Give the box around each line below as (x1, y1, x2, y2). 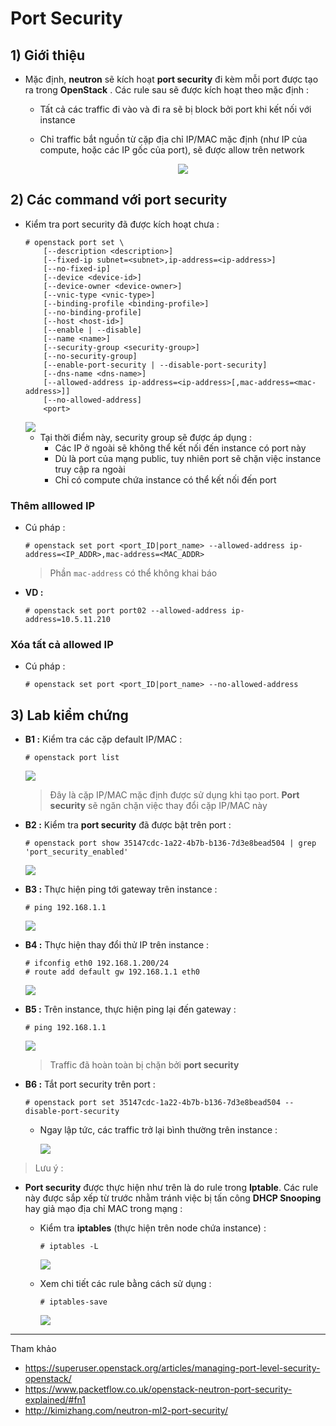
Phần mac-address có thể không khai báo (49, 567, 218, 579)
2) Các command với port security (10, 192, 228, 209)
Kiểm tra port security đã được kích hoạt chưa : (24, 218, 220, 230)
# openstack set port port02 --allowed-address (24, 606, 227, 616)
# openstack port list (24, 753, 120, 763)
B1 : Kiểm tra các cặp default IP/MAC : (24, 733, 183, 746)
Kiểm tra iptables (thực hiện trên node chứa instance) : (39, 1222, 267, 1234)
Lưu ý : (34, 1162, 64, 1174)
